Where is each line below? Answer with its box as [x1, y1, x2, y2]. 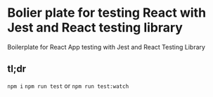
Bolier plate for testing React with [7, 5, 206, 21]
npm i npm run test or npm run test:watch [7, 82, 129, 90]
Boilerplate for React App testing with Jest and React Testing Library [7, 43, 206, 51]
